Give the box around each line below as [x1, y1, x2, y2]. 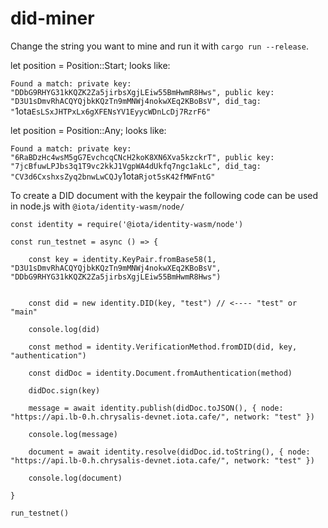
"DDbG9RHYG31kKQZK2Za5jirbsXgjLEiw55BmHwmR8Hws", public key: [10, 87, 275, 97]
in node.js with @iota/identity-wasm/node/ [10, 200, 185, 212]
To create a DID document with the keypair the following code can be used [10, 189, 319, 201]
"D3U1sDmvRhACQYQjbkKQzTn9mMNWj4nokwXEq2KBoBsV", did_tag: [10, 96, 262, 106]
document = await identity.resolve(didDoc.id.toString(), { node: [28, 447, 311, 457]
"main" [10, 307, 38, 317]
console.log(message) [28, 429, 118, 439]
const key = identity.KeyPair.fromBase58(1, [28, 254, 217, 264]
